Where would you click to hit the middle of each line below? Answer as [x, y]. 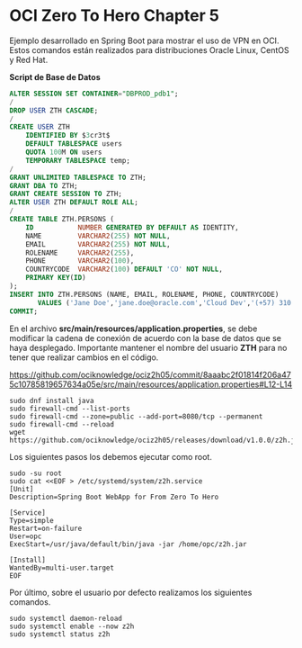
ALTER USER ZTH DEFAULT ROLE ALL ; [74, 202]
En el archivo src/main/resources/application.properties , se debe [133, 328]
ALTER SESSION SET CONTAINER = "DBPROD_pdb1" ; [94, 94]
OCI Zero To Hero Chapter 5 [115, 16]
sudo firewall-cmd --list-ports [70, 409]
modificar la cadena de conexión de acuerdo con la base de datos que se [145, 337]
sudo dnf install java [52, 400]
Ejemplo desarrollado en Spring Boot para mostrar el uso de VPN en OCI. [144, 40]
